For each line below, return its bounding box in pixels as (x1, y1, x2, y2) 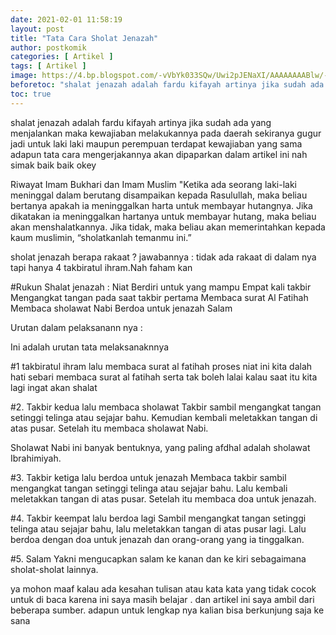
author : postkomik (10, 42, 87, 53)
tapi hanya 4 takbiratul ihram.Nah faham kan (10, 261, 193, 273)
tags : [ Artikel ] (10, 61, 87, 71)
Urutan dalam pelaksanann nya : (10, 321, 143, 333)
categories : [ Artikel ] (10, 52, 114, 62)
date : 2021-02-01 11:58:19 (10, 14, 123, 25)
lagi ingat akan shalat (10, 381, 98, 393)
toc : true (10, 89, 52, 99)
